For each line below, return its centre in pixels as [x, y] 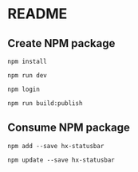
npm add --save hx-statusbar [56, 146]
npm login [24, 89]
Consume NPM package [69, 128]
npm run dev [27, 76]
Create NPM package [61, 43]
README [37, 14]
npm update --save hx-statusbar [61, 160]
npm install [27, 61]
